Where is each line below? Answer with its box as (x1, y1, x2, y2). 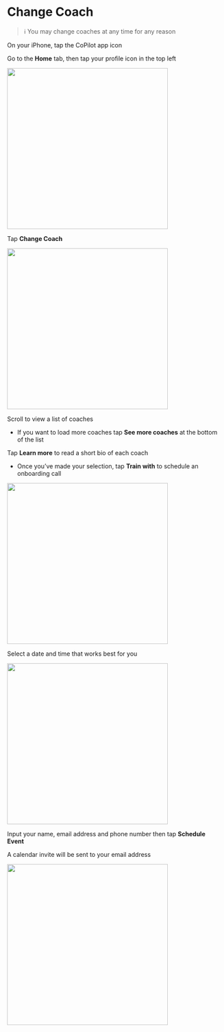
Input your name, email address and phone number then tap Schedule (7, 829, 206, 838)
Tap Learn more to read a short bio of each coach (7, 448, 149, 457)
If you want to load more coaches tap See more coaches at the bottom (16, 428, 218, 436)
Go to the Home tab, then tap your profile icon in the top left (7, 54, 177, 62)
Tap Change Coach (7, 234, 63, 242)
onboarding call (16, 469, 62, 477)
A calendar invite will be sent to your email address (7, 850, 151, 858)
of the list (16, 435, 45, 444)
